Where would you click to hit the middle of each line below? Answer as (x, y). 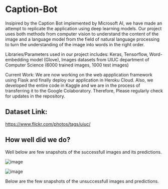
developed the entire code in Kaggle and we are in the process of (73, 85)
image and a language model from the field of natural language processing (82, 39)
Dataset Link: (26, 112)
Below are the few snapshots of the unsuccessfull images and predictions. (82, 181)
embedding (17, 59)
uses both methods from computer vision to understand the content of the (82, 34)
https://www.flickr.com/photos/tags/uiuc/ (48, 124)
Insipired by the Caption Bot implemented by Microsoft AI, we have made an (84, 23)
